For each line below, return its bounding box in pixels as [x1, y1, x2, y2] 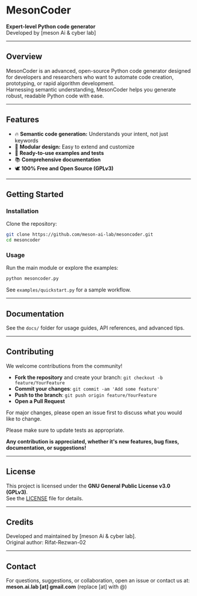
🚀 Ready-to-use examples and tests [14, 149, 104, 156]
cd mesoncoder [6, 237, 41, 243]
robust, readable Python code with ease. [6, 92, 104, 99]
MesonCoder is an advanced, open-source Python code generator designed [6, 67, 191, 74]
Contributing [6, 347, 54, 357]
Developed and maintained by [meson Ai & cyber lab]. [6, 533, 137, 540]
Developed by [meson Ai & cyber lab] [6, 29, 96, 36]
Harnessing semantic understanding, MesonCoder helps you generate [6, 86, 176, 93]
